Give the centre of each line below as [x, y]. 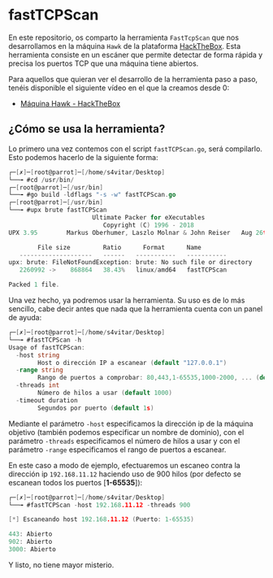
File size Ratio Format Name [119, 247]
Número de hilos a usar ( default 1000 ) [105, 393]
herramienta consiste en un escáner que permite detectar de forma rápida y [136, 54]
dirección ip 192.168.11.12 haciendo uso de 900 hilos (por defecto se [125, 474]
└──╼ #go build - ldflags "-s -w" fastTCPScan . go [92, 195]
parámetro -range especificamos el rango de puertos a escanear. [117, 450]
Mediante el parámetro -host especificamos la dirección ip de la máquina [131, 424]
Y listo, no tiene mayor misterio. [61, 565]
